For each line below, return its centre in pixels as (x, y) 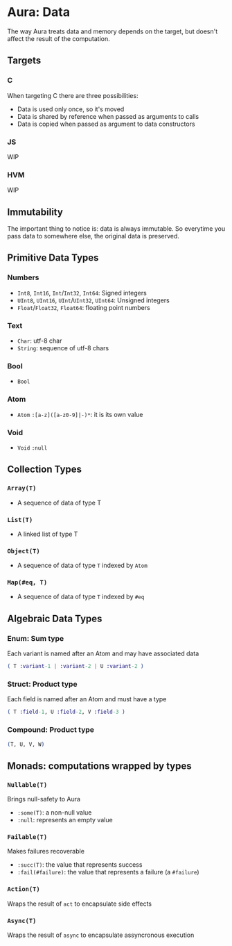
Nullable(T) (27, 785)
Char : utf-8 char (39, 341)
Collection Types (44, 470)
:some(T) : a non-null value (54, 813)
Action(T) (24, 889)
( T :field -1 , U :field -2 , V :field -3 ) (66, 712)
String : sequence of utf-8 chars (63, 348)
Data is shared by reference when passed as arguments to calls (108, 116)
